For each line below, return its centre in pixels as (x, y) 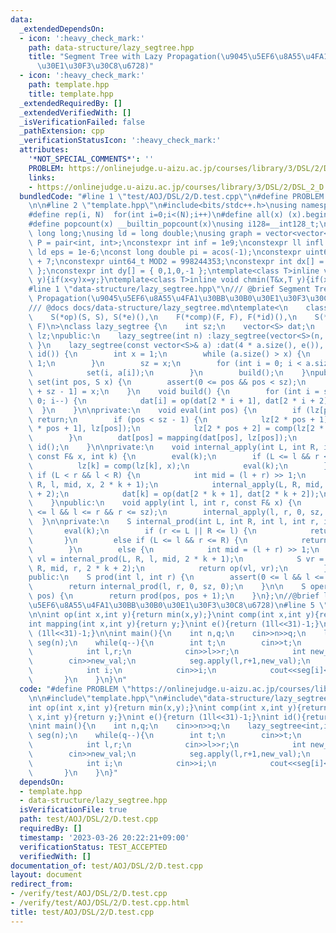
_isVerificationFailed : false (82, 122)
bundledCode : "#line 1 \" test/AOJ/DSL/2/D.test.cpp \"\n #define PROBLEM (172, 196)
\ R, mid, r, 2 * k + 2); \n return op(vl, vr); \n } (178, 568)
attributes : (44, 150)
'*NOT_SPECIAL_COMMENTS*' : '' (91, 159)
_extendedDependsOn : (62, 29)
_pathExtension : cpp (62, 131)
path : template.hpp (69, 85)
